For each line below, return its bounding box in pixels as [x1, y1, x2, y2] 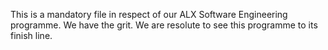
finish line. [10, 30, 53, 41]
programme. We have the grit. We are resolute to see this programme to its [10, 19, 318, 31]
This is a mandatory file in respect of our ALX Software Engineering [10, 9, 288, 20]
